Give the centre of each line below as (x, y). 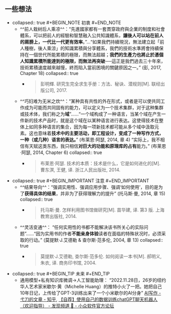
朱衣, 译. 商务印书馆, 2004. (68, 263)
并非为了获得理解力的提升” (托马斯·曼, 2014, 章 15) (113, 193)
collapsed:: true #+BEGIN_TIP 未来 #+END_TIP (61, 273)
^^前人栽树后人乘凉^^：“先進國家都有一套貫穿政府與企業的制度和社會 (92, 29)
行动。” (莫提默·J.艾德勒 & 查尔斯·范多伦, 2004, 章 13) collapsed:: (96, 240)
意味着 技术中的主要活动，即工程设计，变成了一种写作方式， (101, 133)
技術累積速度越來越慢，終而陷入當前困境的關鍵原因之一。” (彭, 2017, (91, 67)
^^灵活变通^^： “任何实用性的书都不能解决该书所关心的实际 (82, 227)
